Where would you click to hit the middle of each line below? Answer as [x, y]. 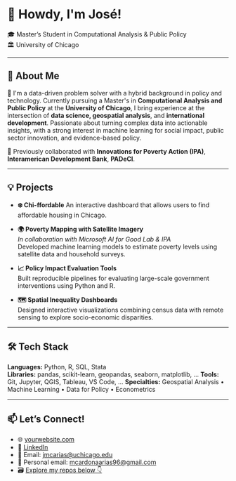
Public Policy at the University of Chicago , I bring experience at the [106, 107]
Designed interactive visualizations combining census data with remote [120, 310]
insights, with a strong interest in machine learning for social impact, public [116, 130]
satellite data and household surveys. [71, 254]
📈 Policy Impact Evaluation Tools [67, 268]
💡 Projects [31, 188]
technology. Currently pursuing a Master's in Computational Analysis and [115, 100]
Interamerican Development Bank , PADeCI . [71, 159]
